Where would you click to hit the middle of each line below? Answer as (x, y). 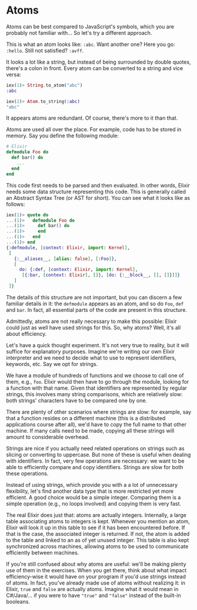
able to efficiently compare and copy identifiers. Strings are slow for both (95, 467)
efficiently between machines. (43, 552)
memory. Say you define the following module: (62, 136)
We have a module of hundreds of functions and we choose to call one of (95, 375)
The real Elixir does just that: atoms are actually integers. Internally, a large (96, 515)
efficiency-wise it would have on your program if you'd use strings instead (96, 576)
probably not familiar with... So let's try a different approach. (79, 32)
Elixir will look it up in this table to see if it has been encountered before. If (96, 527)
